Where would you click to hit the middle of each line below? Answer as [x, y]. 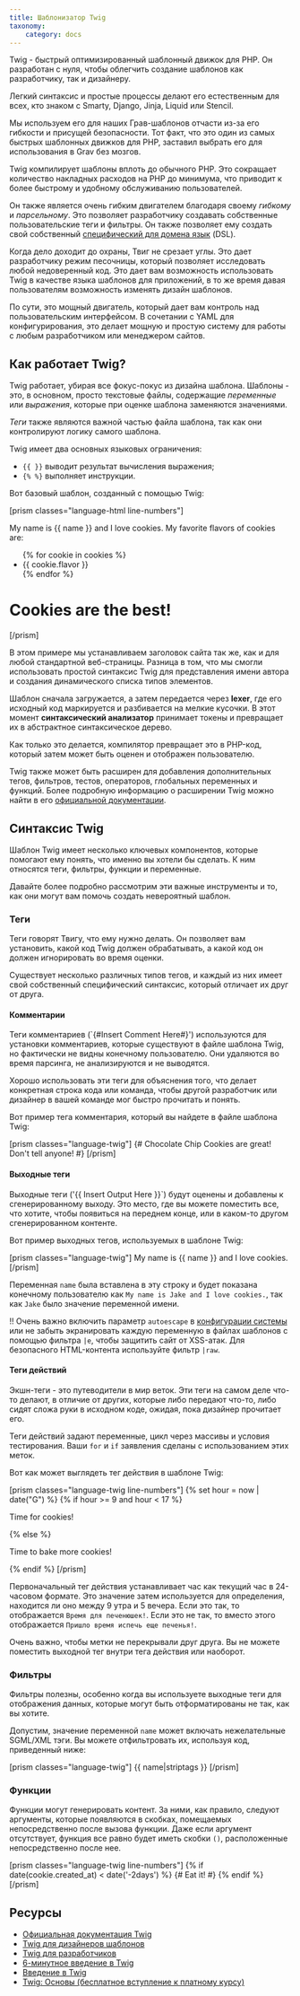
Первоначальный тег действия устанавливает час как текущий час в [141, 1586]
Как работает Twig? [68, 364]
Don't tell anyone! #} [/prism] [63, 1153]
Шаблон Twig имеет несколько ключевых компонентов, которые [134, 850]
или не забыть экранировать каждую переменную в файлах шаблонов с [149, 1330]
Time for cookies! [42, 1517]
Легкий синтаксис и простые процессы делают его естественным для [145, 96]
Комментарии [37, 1014]
